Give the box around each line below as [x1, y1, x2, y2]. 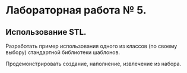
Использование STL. [5, 27, 87, 37]
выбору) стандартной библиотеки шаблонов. [5, 49, 120, 56]
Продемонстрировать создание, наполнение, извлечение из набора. [5, 60, 182, 67]
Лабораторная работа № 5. [5, 4, 147, 17]
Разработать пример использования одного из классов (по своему [5, 42, 178, 49]
